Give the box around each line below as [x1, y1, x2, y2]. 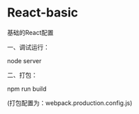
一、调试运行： [7, 43, 50, 51]
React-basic [7, 5, 78, 21]
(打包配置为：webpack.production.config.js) [7, 98, 133, 107]
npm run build [7, 84, 47, 93]
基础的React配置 [7, 28, 54, 36]
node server [7, 56, 42, 65]
